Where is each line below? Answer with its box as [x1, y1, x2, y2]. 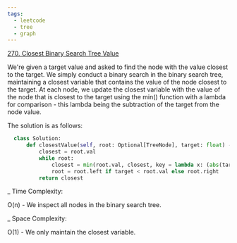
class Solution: [13, 135, 61, 142]
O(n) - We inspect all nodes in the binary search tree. [7, 201, 162, 209]
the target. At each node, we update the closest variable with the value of [7, 85, 221, 94]
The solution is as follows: [7, 121, 83, 130]
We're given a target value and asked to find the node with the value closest [7, 63, 229, 71]
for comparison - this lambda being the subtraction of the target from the [7, 100, 220, 109]
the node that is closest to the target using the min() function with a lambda [7, 93, 226, 101]
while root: [38, 154, 74, 162]
